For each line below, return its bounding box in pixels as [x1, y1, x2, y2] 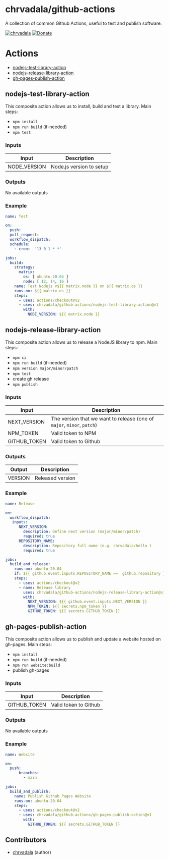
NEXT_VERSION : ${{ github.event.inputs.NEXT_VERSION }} [27, 599, 147, 604]
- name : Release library [18, 585, 71, 590]
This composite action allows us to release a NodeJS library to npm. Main [5, 339, 157, 345]
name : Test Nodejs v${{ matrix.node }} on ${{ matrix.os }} [14, 284, 143, 289]
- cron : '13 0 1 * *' [14, 246, 62, 251]
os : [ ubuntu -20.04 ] [23, 274, 69, 280]
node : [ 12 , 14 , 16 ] [23, 279, 69, 284]
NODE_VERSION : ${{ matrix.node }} [27, 312, 100, 317]
